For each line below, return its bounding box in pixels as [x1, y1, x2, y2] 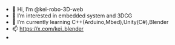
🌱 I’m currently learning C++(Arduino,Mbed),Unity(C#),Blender [12, 19, 169, 25]
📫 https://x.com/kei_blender [12, 25, 84, 32]
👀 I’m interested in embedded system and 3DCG [12, 12, 133, 19]
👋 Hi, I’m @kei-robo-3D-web [12, 6, 84, 13]
